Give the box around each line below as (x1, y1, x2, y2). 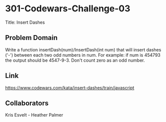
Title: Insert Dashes (5, 19, 45, 25)
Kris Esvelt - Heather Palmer (5, 112, 64, 118)
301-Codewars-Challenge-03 (5, 3, 131, 14)
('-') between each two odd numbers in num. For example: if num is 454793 (5, 52, 161, 58)
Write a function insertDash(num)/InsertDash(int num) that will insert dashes (5, 46, 162, 52)
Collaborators (5, 99, 49, 107)
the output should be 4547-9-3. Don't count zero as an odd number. (5, 57, 145, 63)
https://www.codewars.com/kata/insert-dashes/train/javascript (5, 84, 135, 90)
